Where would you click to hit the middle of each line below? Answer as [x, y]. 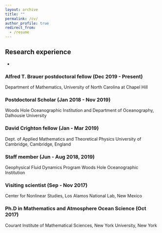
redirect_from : [20, 28]
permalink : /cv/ [21, 19]
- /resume [19, 32]
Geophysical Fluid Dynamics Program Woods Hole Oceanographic [72, 167]
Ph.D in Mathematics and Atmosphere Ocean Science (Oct [76, 209]
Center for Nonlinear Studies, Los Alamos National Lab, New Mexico [74, 196]
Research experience [38, 52]
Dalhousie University [26, 116]
